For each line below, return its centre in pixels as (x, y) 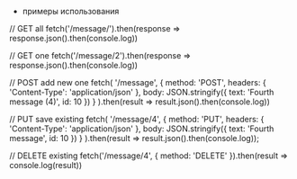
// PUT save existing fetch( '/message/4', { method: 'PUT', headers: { (137, 119)
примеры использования (71, 11)
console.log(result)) (46, 165)
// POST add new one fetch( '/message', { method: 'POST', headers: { (138, 82)
